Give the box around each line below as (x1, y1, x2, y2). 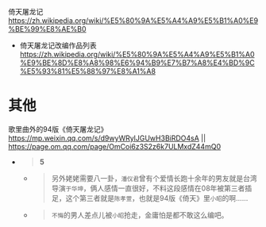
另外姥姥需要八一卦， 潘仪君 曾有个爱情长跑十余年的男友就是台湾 (51, 173, 258, 183)
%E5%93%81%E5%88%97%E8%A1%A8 (19, 67, 156, 75)
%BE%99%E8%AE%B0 (8, 25, 87, 33)
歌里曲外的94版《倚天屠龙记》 (8, 124, 108, 133)
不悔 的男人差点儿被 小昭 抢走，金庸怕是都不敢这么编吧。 (51, 210, 229, 220)
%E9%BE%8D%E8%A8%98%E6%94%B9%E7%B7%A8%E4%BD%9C (19, 58, 256, 67)
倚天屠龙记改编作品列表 (19, 40, 97, 50)
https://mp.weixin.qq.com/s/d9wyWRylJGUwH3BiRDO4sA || (8, 133, 206, 143)
